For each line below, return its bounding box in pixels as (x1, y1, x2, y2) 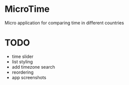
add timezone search (11, 64, 56, 70)
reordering (11, 69, 34, 75)
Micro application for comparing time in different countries (4, 20, 125, 26)
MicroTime (4, 3, 50, 15)
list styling (11, 58, 33, 65)
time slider (11, 53, 34, 59)
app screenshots (11, 74, 47, 80)
